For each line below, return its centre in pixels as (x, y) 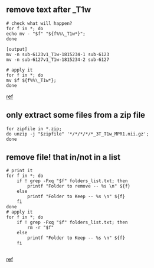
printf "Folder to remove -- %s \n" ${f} (79, 186)
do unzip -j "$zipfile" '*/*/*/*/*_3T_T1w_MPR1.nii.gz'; (78, 134)
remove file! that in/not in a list (63, 157)
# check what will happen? (39, 23)
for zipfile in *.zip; (34, 129)
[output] (17, 49)
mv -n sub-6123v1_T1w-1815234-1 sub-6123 (58, 54)
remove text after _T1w (49, 10)
